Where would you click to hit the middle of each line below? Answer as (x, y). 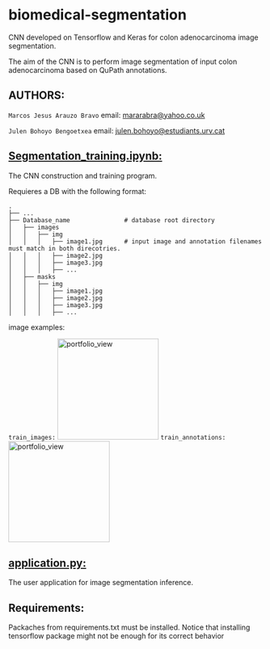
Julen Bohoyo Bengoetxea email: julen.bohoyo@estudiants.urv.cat (117, 130)
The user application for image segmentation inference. (101, 583)
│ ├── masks (32, 276)
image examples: (37, 327)
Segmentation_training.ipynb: (86, 156)
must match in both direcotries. (65, 248)
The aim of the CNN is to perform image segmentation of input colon (123, 61)
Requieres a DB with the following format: (78, 191)
